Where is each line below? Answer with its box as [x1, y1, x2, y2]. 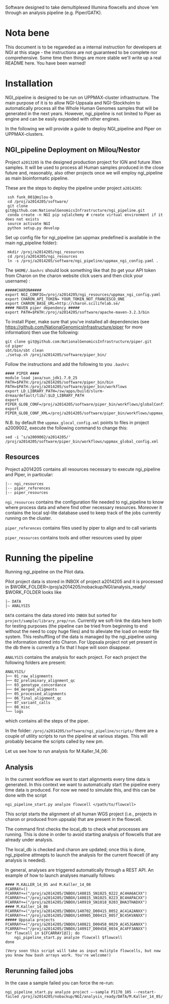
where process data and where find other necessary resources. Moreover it [5, 504, 162, 510]
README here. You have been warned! [5, 60, 86, 66]
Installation [5, 78, 53, 89]
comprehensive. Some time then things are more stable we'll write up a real [5, 54, 162, 61]
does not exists [5, 216, 39, 221]
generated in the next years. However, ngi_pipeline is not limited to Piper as [5, 110, 161, 117]
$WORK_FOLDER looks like [5, 589, 62, 595]
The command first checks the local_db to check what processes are [5, 826, 148, 832]
